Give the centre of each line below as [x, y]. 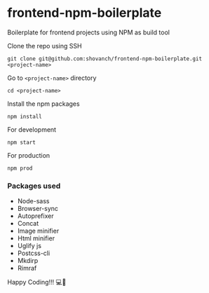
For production [29, 155]
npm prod [20, 168]
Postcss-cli [34, 253]
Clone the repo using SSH [45, 46]
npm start [22, 142]
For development [32, 129]
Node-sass [33, 201]
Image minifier [38, 231]
